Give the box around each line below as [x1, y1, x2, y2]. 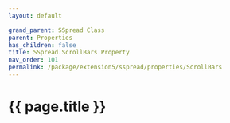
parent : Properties [8, 34, 73, 42]
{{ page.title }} [8, 97, 107, 116]
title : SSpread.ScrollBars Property [8, 49, 130, 57]
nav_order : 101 [8, 56, 59, 64]
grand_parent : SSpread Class [8, 26, 105, 34]
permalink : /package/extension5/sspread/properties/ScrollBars [8, 63, 223, 72]
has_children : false [8, 41, 77, 49]
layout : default [8, 11, 62, 20]
